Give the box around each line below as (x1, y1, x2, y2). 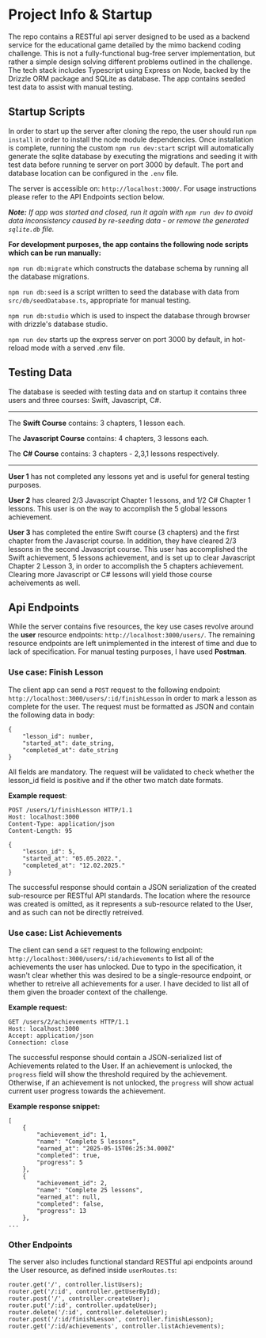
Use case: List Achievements (8, 927, 123, 938)
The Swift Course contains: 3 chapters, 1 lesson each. (8, 418, 185, 428)
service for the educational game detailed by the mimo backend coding (8, 40, 241, 49)
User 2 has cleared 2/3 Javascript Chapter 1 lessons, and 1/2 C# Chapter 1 (8, 495, 251, 504)
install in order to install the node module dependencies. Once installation (8, 135, 253, 144)
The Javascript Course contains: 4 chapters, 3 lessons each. (8, 433, 209, 443)
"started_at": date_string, (22, 739, 115, 747)
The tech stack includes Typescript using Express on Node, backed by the (8, 65, 251, 74)
